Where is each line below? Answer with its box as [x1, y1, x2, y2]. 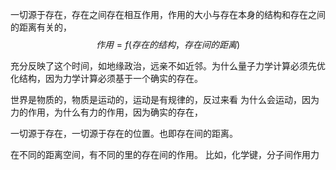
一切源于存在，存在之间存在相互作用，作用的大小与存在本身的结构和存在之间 [10, 9, 326, 20]
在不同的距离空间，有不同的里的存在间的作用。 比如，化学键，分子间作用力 [10, 149, 320, 160]
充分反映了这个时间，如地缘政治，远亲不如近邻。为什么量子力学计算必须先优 [10, 60, 326, 72]
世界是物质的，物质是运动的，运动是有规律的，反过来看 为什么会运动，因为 [10, 94, 320, 105]
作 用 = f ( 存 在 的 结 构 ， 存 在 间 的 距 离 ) [95, 39, 241, 50]
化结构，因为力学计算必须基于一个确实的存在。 [10, 73, 203, 84]
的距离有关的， [10, 21, 72, 33]
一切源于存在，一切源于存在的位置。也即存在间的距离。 [10, 128, 238, 139]
